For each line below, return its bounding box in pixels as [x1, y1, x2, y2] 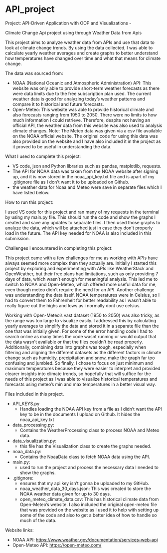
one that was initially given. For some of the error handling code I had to [5, 328, 153, 334]
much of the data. [19, 517, 56, 523]
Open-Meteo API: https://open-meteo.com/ [12, 542, 102, 548]
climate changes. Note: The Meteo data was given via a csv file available [12, 127, 162, 133]
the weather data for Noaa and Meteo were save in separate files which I [12, 184, 162, 190]
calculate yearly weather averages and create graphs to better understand [5, 50, 158, 56]
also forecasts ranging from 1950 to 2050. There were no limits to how [12, 111, 157, 118]
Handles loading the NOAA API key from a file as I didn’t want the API [19, 406, 162, 412]
